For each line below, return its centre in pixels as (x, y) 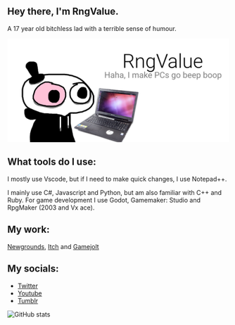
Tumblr (28, 300)
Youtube (30, 293)
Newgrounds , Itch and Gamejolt (53, 246)
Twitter (28, 286)
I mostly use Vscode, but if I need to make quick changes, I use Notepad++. (117, 179)
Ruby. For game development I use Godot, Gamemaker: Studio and (104, 200)
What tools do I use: (52, 162)
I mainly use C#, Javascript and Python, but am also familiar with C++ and (115, 192)
